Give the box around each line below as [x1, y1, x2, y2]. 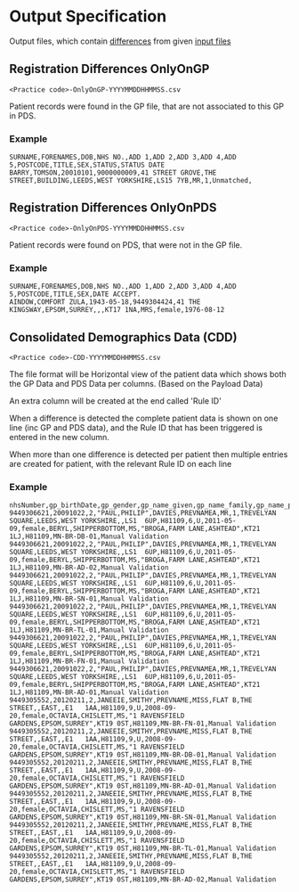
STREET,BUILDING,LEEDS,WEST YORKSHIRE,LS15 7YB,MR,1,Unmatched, [9, 176, 253, 185]
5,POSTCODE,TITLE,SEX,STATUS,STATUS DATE [9, 160, 166, 170]
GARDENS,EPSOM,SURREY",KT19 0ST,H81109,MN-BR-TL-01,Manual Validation [9, 844, 277, 853]
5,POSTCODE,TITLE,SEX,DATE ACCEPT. [9, 290, 141, 299]
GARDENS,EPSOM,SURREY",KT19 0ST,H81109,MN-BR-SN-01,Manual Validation [9, 813, 277, 822]
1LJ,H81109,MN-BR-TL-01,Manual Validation [9, 626, 169, 634]
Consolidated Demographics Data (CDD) [9, 330, 238, 345]
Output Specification [9, 6, 167, 27]
